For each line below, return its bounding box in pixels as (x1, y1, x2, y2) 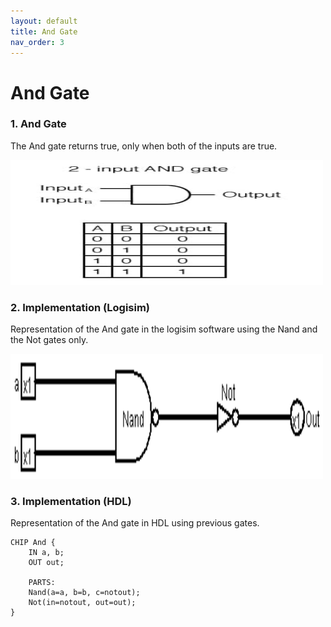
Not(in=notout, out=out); (28, 598, 137, 608)
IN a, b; (28, 548, 65, 558)
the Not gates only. (10, 334, 89, 346)
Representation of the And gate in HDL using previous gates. (10, 517, 260, 529)
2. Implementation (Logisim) (10, 300, 151, 314)
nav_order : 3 (10, 37, 65, 47)
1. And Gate (10, 117, 67, 131)
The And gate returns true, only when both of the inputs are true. (10, 140, 278, 152)
